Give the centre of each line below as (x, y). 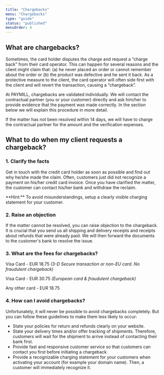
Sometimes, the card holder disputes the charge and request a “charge (77, 59)
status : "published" (27, 23)
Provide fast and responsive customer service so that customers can (82, 347)
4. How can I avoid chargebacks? (46, 301)
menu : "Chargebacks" (27, 14)
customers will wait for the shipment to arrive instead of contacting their (85, 336)
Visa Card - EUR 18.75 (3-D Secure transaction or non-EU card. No (73, 264)
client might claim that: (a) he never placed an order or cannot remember (79, 69)
